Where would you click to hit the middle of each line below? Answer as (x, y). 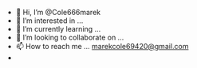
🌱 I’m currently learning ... (58, 29)
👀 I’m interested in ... (49, 21)
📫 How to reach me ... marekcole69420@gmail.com (102, 46)
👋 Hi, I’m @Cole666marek (58, 12)
